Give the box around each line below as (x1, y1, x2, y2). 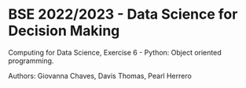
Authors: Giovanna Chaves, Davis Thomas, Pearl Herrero (8, 71, 193, 80)
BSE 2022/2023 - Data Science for (8, 5, 238, 23)
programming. (8, 56, 54, 65)
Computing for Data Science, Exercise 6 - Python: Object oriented (8, 48, 222, 57)
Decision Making (8, 22, 120, 40)
